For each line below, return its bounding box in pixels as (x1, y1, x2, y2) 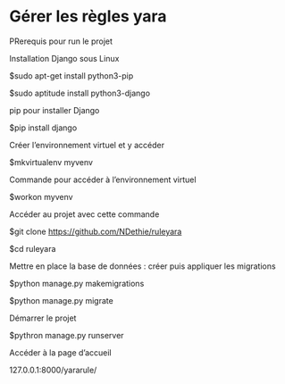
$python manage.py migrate (9, 295, 113, 305)
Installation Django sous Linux (9, 53, 120, 63)
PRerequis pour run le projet (9, 36, 113, 46)
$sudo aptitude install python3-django (9, 88, 150, 98)
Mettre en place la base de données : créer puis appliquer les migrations (9, 261, 276, 271)
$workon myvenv (9, 191, 73, 202)
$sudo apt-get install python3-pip (9, 70, 134, 81)
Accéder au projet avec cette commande (9, 208, 160, 220)
